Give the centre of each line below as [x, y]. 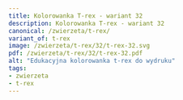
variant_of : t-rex [39, 38]
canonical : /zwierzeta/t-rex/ [60, 31]
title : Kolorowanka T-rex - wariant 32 [76, 16]
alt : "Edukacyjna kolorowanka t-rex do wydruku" [92, 61]
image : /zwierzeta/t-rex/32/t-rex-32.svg [79, 46]
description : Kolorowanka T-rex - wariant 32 [86, 23]
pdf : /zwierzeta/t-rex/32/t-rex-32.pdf [76, 53]
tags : [17, 69]
